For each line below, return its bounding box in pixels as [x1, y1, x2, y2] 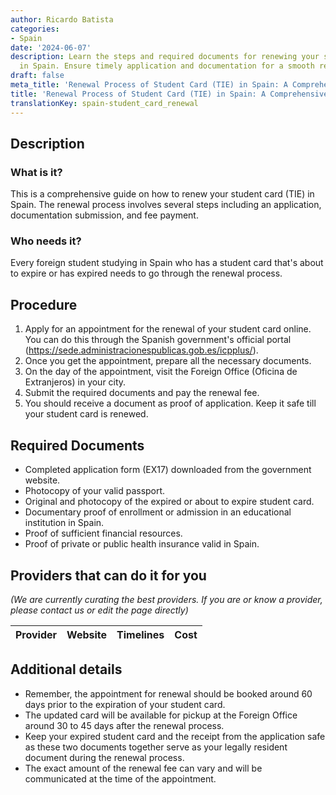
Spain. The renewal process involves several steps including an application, [10, 199, 322, 211]
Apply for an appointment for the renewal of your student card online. [24, 323, 312, 335]
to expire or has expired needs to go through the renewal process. [10, 267, 283, 280]
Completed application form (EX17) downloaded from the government [24, 464, 312, 476]
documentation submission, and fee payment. [10, 209, 199, 221]
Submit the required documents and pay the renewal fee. [24, 387, 260, 399]
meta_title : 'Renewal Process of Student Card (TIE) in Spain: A [10, 80, 288, 90]
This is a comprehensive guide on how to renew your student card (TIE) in [10, 188, 315, 200]
